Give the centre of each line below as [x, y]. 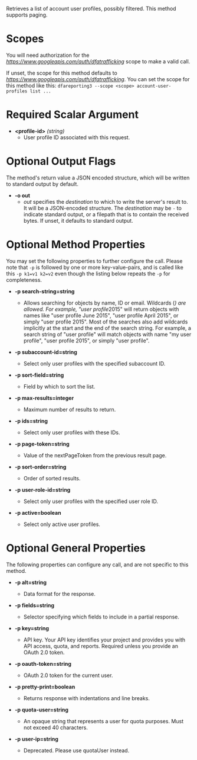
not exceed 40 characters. [56, 727]
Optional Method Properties [76, 245]
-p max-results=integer [44, 398]
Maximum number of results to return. [70, 409]
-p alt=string [31, 582]
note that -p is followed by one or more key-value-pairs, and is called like [95, 267]
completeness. [24, 280]
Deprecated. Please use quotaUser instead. [76, 750]
